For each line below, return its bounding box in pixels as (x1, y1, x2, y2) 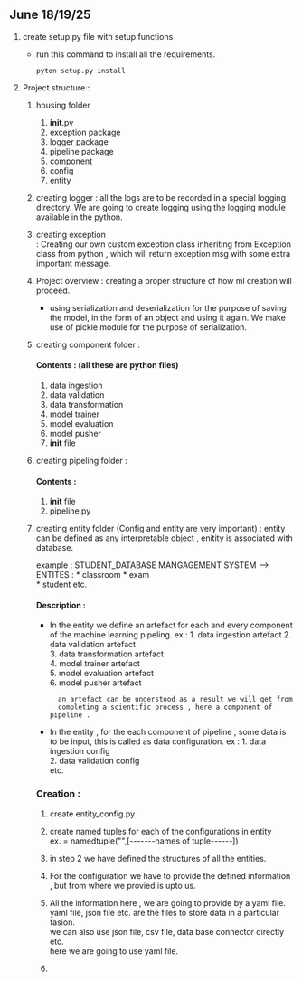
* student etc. (35, 579, 88, 590)
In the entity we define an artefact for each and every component (49, 619, 293, 631)
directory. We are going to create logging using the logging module (35, 202, 287, 212)
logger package (49, 136, 109, 147)
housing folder (35, 99, 90, 110)
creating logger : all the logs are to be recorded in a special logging (35, 192, 287, 203)
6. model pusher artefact (49, 677, 142, 688)
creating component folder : (35, 339, 140, 350)
